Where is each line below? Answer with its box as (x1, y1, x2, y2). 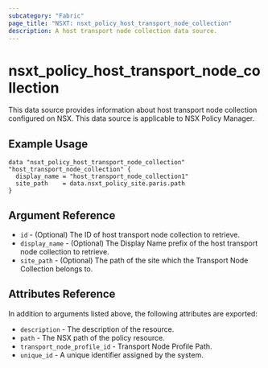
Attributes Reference (8, 287, 116, 301)
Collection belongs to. (19, 263, 93, 274)
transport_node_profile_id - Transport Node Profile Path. (19, 341, 212, 351)
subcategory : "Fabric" (8, 11, 85, 20)
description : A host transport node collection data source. (8, 27, 218, 35)
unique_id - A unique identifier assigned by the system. (19, 349, 204, 359)
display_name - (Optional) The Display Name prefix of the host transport (19, 238, 258, 248)
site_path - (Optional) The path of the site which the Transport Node (19, 255, 249, 265)
